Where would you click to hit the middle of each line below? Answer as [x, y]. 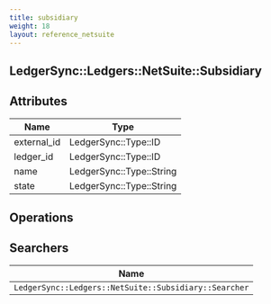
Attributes [38, 101]
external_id [37, 142]
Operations [41, 217]
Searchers [39, 248]
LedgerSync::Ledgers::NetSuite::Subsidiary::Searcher [131, 287]
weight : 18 [30, 26]
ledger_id [34, 156]
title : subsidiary [44, 18]
